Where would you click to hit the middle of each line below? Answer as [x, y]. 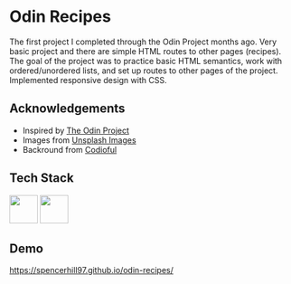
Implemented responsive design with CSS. [88, 80]
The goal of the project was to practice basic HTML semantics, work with [146, 61]
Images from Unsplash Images [80, 140]
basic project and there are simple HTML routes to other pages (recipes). [145, 51]
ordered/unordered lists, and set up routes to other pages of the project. [144, 71]
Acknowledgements [67, 109]
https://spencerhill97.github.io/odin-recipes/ [92, 270]
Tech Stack [42, 178]
